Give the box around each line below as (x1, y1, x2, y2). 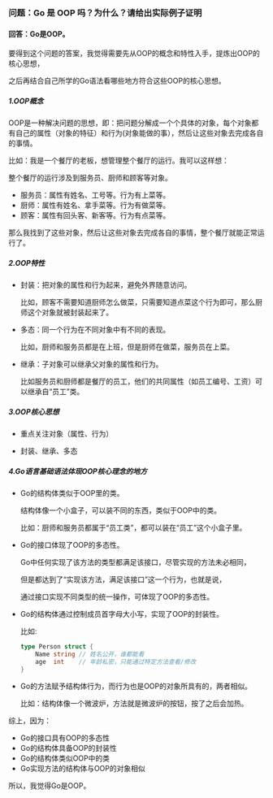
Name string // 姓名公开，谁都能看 (35, 650, 145, 658)
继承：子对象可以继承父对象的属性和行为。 (19, 359, 163, 369)
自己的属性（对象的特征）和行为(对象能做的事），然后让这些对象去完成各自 (15, 128, 264, 138)
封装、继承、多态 (19, 446, 78, 456)
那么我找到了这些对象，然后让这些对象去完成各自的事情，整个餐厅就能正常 (8, 228, 258, 237)
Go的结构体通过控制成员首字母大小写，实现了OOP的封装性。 (19, 609, 223, 618)
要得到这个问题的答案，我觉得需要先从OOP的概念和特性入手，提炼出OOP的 (8, 49, 260, 59)
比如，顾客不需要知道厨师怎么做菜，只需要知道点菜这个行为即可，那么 (19, 297, 256, 307)
